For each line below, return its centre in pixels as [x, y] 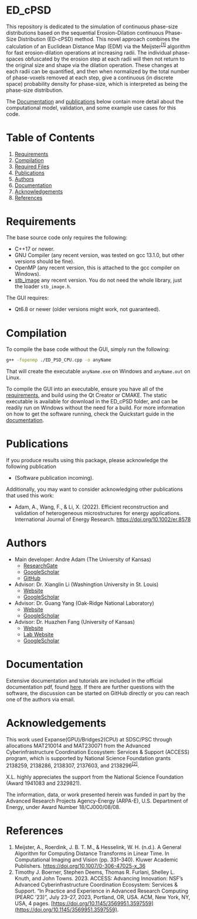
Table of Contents [50, 137]
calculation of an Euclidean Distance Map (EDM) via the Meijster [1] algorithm [98, 46]
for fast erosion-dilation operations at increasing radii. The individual [89, 52]
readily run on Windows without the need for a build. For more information [96, 408]
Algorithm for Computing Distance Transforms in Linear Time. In [92, 853]
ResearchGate [40, 566]
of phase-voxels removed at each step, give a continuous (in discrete [90, 78]
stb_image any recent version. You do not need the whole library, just [98, 280]
